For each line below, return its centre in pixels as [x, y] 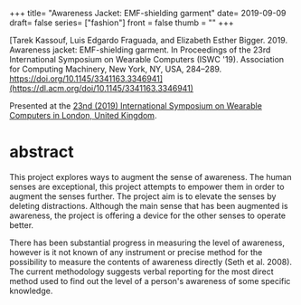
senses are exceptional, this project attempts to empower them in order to [147, 186]
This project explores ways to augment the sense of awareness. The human [150, 176]
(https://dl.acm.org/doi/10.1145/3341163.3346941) [102, 88]
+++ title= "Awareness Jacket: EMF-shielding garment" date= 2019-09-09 [148, 13]
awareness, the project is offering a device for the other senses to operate [148, 215]
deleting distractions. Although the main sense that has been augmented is [149, 205]
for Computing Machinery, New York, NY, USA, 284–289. [116, 69]
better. [22, 224]
